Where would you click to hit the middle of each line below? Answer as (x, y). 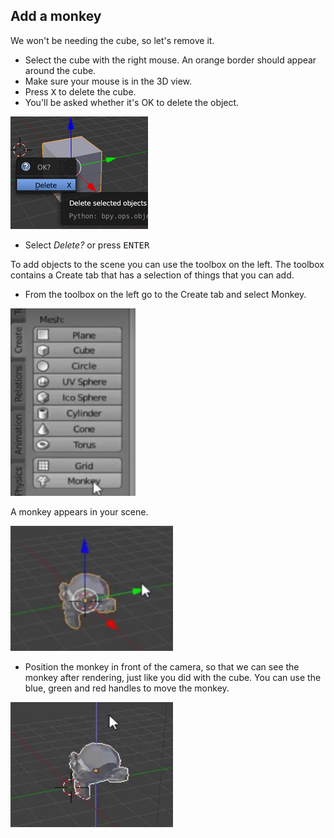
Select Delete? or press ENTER (87, 245)
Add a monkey (56, 16)
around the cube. (60, 70)
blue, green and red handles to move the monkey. (127, 688)
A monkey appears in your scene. (79, 511)
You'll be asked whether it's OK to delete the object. (132, 102)
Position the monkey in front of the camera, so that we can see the (162, 666)
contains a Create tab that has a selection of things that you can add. (152, 275)
